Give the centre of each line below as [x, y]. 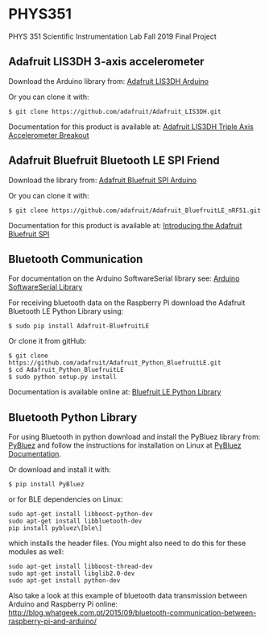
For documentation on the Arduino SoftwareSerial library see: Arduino [124, 278]
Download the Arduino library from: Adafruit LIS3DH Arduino [109, 81]
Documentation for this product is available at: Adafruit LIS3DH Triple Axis [131, 127]
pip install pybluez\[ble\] [56, 528]
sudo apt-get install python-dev [64, 581]
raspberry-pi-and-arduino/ [52, 621]
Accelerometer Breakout [49, 135]
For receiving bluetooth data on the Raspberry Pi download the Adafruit [127, 302]
